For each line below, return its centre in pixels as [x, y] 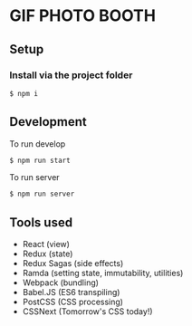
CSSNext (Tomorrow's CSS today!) [87, 312]
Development [48, 122]
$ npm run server [42, 194]
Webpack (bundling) [61, 283]
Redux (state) [48, 254]
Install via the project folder [71, 75]
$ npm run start [40, 160]
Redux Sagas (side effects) [73, 264]
